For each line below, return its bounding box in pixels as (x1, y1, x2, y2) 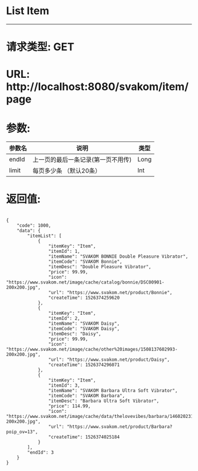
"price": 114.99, (48, 403, 91, 409)
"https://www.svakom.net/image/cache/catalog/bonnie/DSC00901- (6, 279, 165, 285)
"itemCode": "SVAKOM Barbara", (48, 393, 126, 399)
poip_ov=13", (6, 429, 38, 435)
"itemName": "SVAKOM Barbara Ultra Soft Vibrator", (48, 388, 178, 394)
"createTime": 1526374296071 (48, 362, 120, 368)
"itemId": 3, (48, 383, 81, 388)
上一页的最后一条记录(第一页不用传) (32, 156, 132, 164)
